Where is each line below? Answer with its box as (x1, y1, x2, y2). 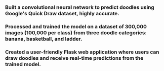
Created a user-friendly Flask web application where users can (5, 48, 160, 55)
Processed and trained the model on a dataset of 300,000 (5, 23, 147, 30)
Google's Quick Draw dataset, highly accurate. (5, 10, 120, 17)
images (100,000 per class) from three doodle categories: (5, 29, 147, 36)
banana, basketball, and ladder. (5, 35, 82, 42)
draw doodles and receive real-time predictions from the (5, 54, 144, 61)
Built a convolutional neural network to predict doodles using (5, 4, 155, 11)
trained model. (5, 61, 41, 68)
